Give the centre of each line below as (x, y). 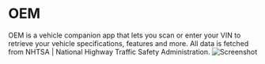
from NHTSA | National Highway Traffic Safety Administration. (110, 52)
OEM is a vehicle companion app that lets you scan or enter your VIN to (125, 35)
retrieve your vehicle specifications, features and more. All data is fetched (129, 43)
